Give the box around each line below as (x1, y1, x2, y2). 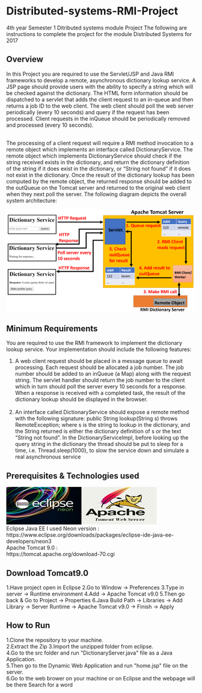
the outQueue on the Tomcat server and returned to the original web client (6, 184, 191, 191)
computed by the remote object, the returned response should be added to (6, 177, 192, 185)
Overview (6, 54, 44, 64)
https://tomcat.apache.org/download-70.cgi (6, 551, 115, 558)
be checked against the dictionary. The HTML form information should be (6, 89, 188, 97)
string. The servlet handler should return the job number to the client (14, 377, 185, 384)
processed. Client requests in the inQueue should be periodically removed (6, 115, 191, 122)
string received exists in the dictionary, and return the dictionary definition (6, 158, 190, 166)
